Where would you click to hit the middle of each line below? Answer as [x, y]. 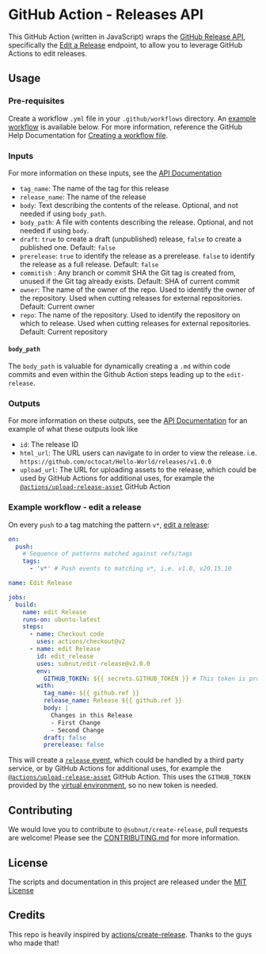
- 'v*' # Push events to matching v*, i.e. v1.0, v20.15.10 [130, 569]
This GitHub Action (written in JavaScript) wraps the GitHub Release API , [127, 37]
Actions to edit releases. [47, 53]
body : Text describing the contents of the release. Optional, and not [129, 205]
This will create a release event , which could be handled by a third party [126, 760]
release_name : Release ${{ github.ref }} [112, 701]
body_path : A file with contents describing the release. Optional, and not [136, 222]
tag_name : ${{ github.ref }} [91, 693]
